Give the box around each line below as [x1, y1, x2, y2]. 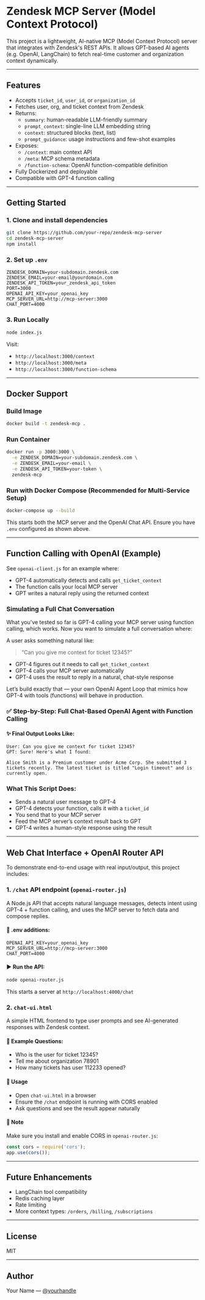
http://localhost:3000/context [15, 353, 95, 359]
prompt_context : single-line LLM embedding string [24, 122, 151, 129]
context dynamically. [6, 57, 59, 64]
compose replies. [6, 912, 50, 919]
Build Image [6, 407, 43, 415]
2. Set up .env [6, 255, 48, 264]
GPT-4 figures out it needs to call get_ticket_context [15, 661, 149, 668]
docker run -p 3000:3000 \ [6, 449, 75, 455]
